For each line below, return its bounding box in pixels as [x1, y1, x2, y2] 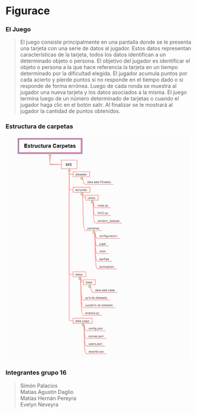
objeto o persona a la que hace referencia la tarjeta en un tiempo [20, 64, 178, 71]
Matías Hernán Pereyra [20, 395, 76, 402]
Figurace [5, 4, 50, 18]
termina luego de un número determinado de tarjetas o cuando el [20, 95, 179, 102]
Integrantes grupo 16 [5, 369, 67, 377]
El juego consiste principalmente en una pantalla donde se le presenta [20, 38, 192, 45]
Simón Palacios [20, 382, 58, 389]
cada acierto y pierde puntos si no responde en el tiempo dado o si [20, 76, 184, 83]
